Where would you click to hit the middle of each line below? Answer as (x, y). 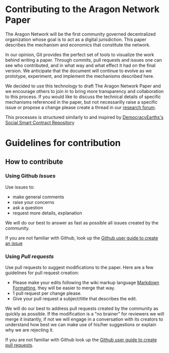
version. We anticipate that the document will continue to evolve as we (79, 71)
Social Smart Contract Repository (40, 122)
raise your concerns (33, 202)
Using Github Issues (31, 176)
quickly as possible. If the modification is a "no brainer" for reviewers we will (85, 314)
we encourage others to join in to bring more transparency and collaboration (84, 91)
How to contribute (34, 162)
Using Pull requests (30, 256)
